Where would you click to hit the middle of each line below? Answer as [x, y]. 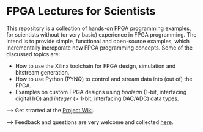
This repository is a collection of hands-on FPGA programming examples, [99, 28]
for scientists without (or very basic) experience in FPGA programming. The [102, 34]
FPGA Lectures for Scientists [81, 11]
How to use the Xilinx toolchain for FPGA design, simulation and [95, 66]
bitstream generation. [42, 72]
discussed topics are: [33, 54]
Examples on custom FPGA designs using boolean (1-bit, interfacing [101, 92]
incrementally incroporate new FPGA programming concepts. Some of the [99, 48]
